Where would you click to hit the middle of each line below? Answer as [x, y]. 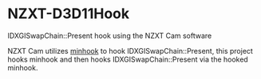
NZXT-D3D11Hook [68, 14]
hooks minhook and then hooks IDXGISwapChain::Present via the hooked [128, 59]
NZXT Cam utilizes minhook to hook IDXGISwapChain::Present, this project [130, 51]
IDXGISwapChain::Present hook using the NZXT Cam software [110, 36]
